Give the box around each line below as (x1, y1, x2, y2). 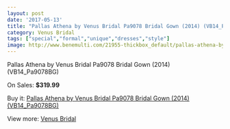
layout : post (7, 10, 44, 17)
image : (7, 42, 26, 48)
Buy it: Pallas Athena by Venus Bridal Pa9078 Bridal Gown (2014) (7, 94, 190, 102)
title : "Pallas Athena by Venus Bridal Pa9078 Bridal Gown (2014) (7, 23, 201, 29)
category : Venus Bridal (7, 29, 75, 36)
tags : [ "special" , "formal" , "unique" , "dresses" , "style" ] (7, 35, 170, 42)
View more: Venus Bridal (7, 115, 77, 123)
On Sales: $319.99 (7, 81, 60, 89)
